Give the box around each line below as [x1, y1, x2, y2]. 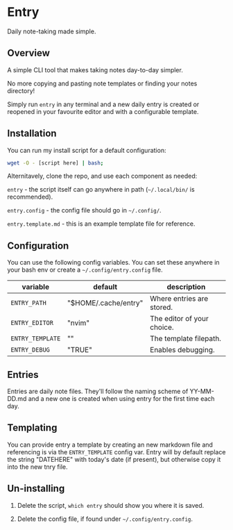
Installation [7, 128, 57, 140]
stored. [150, 303, 173, 313]
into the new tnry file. [7, 463, 68, 471]
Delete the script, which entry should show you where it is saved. [17, 501, 205, 509]
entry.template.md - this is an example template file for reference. [7, 220, 196, 228]
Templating [7, 422, 58, 434]
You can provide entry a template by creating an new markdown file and [7, 440, 214, 449]
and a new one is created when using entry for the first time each [28, 395, 215, 403]
